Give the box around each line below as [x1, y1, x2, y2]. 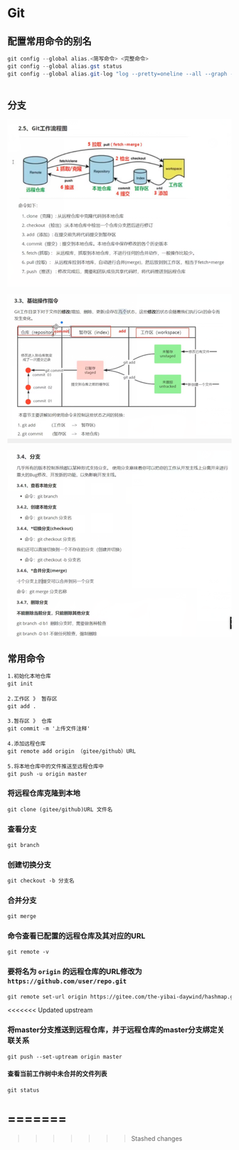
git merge [7, 913, 37, 920]
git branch [7, 841, 40, 848]
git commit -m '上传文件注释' [7, 725, 90, 732]
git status [7, 1087, 40, 1094]
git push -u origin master [7, 770, 87, 777]
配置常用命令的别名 [7, 35, 92, 47]
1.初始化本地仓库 [7, 672, 51, 680]
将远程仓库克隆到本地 [7, 788, 80, 798]
